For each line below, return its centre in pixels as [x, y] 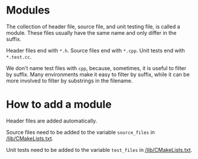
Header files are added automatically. [52, 121]
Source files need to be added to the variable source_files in [81, 132]
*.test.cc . [19, 57]
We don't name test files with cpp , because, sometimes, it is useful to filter [96, 68]
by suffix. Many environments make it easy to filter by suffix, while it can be [98, 74]
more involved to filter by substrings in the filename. [69, 81]
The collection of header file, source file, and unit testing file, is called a [93, 26]
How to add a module [59, 105]
